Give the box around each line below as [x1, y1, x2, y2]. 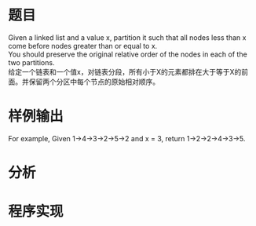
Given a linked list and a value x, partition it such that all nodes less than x [8, 32, 247, 42]
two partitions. [8, 57, 55, 67]
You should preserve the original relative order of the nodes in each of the [8, 49, 247, 59]
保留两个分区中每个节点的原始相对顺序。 [28, 77, 159, 86]
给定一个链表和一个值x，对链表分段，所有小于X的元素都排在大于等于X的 [8, 67, 242, 76]
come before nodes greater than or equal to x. [8, 41, 158, 50]
